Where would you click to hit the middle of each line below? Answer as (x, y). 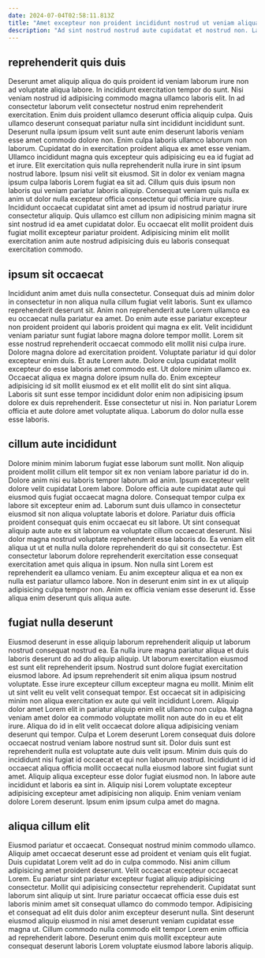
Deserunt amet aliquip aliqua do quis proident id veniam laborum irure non (129, 81)
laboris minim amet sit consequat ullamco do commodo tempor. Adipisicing (130, 904)
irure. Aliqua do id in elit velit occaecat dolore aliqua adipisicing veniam (123, 725)
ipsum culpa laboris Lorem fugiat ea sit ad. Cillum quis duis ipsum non (122, 182)
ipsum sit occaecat (56, 274)
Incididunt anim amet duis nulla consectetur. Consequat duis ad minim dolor (131, 293)
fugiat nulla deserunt (61, 623)
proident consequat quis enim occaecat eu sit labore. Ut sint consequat (124, 522)
